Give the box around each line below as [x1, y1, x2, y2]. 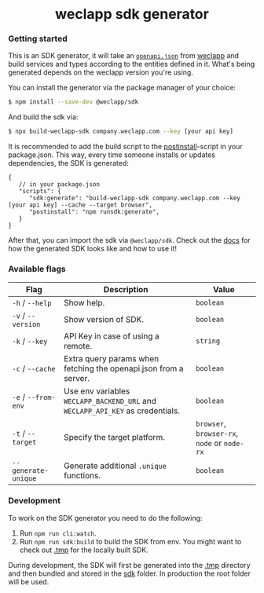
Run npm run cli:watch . [19, 528, 97, 538]
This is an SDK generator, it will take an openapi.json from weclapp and [8, 51, 240, 60]
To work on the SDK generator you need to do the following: [8, 513, 203, 522]
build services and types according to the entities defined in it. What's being [8, 60, 255, 69]
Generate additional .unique [64, 460, 167, 471]
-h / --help [12, 297, 52, 308]
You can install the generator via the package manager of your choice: [8, 83, 236, 93]
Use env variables [64, 386, 130, 397]
